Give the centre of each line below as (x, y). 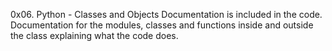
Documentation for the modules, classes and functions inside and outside (162, 25)
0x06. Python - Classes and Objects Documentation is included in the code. (166, 14)
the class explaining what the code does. (94, 35)
